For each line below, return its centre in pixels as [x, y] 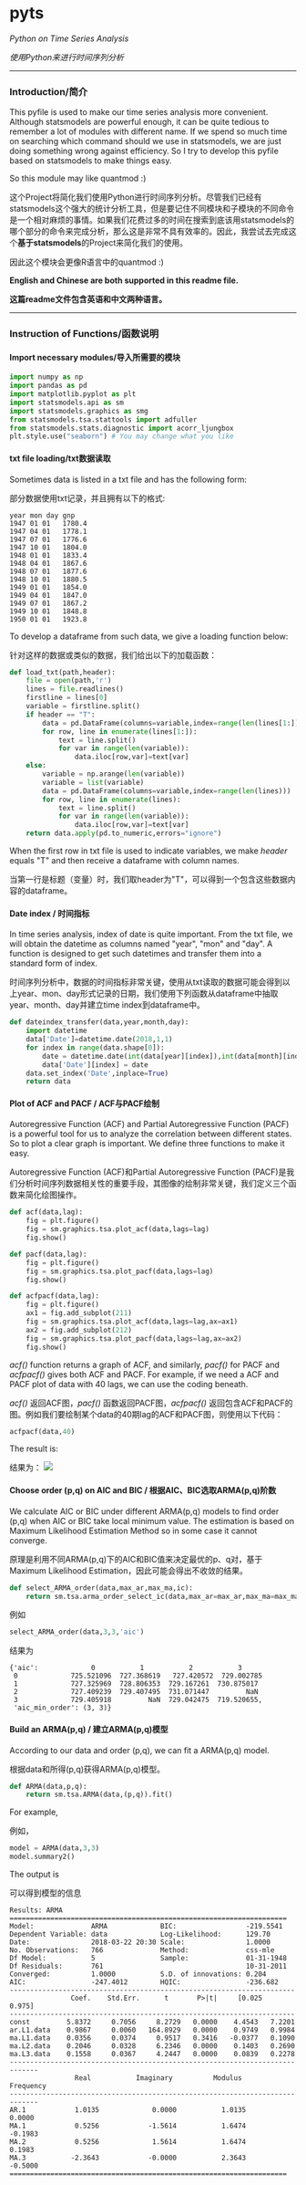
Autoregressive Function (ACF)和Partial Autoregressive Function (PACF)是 [148, 1172]
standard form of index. [54, 963]
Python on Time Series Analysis [69, 38]
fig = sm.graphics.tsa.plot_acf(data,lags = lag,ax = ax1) [132, 1322]
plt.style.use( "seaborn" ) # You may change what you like [122, 436]
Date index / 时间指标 [50, 913]
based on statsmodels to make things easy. [91, 161]
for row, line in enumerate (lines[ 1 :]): [120, 732]
